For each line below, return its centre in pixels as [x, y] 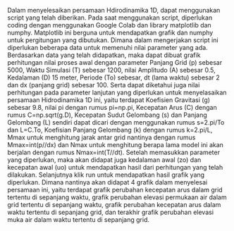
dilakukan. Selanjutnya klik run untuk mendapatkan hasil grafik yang [106, 175]
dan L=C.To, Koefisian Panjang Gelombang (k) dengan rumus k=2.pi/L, [110, 130]
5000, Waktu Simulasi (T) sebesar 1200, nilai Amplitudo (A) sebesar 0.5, [112, 70]
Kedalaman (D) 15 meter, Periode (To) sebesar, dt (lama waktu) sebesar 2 [113, 77]
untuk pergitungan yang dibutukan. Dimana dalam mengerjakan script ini [113, 40]
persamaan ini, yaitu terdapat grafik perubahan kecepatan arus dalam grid [115, 190]
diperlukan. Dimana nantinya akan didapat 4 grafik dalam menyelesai [107, 182]
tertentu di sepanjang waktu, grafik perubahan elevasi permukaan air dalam [117, 197]
